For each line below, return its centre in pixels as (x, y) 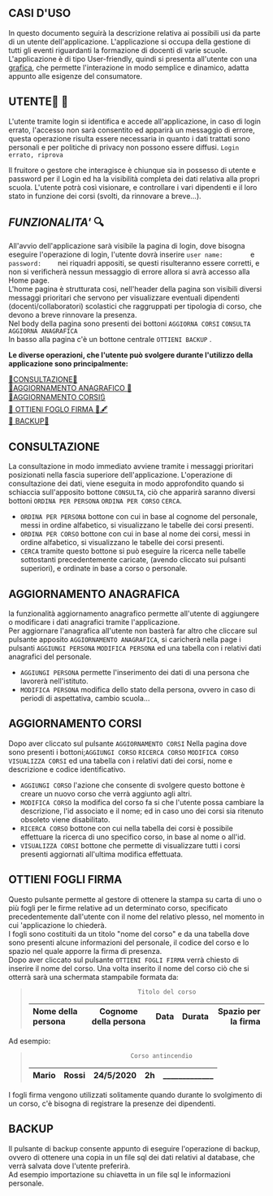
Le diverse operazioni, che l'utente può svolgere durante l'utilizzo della (131, 355)
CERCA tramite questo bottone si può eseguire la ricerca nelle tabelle (133, 551)
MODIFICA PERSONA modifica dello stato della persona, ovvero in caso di (138, 690)
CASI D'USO (40, 13)
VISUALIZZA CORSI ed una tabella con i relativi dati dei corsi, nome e (121, 760)
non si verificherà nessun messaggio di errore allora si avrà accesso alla (129, 272)
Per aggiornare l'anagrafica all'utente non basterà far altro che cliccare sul (133, 631)
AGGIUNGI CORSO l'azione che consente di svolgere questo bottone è (132, 785)
